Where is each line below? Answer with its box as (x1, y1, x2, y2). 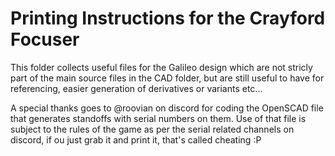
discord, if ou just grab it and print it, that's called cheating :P (10, 133, 262, 146)
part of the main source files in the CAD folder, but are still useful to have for (10, 72, 325, 84)
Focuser (10, 28, 80, 51)
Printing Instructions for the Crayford (10, 7, 326, 30)
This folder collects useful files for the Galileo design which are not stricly (10, 61, 313, 73)
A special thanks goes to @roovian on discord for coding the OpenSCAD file (10, 102, 324, 114)
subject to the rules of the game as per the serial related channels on (10, 123, 295, 135)
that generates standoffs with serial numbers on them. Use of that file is (10, 112, 307, 124)
